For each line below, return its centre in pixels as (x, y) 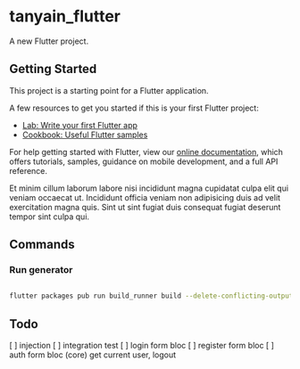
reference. (28, 170)
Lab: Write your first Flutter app (80, 125)
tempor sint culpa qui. (50, 217)
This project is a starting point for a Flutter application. (109, 90)
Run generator (41, 270)
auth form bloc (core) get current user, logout (93, 355)
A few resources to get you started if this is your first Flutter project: (134, 108)
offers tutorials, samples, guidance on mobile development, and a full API (144, 161)
